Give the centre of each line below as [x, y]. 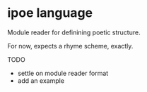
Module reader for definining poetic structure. [74, 32]
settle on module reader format [63, 73]
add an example [41, 80]
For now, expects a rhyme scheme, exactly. [70, 46]
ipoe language [50, 13]
